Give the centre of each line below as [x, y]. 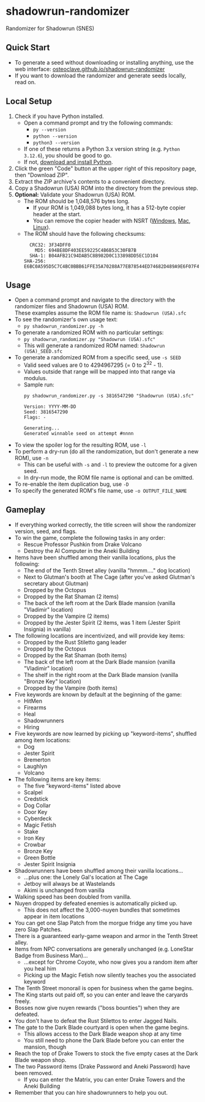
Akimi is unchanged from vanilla [64, 890]
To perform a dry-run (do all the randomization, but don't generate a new [106, 451]
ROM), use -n [32, 458]
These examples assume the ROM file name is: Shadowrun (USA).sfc [100, 313]
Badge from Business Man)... [51, 955]
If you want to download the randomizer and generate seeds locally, [100, 76]
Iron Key [34, 838]
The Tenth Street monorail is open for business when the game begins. [104, 988]
